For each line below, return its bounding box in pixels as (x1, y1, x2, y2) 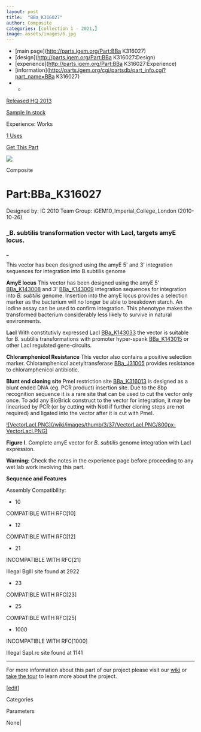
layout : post (6, 8, 39, 15)
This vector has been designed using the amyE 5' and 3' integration (6, 261, 173, 268)
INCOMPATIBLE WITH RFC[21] (6, 556, 81, 564)
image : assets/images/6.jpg (6, 31, 77, 37)
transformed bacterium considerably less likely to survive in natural (6, 311, 172, 318)
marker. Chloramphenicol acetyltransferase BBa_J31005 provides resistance (6, 360, 195, 367)
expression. (6, 446, 35, 453)
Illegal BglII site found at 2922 (6, 568, 80, 575)
